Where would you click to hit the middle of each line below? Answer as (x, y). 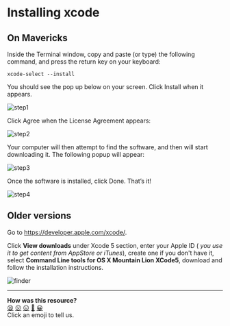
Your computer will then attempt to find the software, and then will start (108, 147)
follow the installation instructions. (55, 267)
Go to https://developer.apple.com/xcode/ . (67, 232)
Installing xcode (53, 13)
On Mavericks (37, 38)
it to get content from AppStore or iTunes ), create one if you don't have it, (111, 253)
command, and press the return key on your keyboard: (84, 62)
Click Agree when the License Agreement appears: (79, 121)
